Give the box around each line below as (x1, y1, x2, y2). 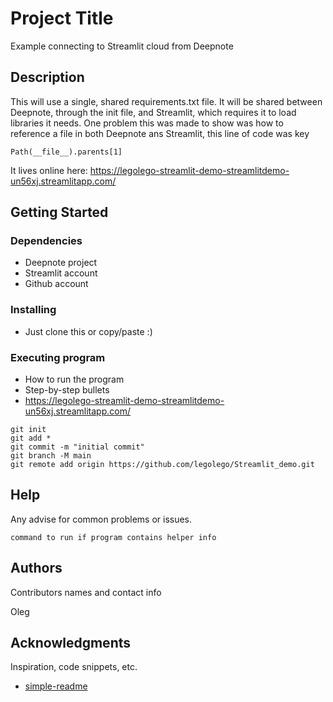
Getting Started (10, 204, 109, 221)
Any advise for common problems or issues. (10, 513, 193, 525)
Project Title (10, 7, 114, 30)
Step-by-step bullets (24, 384, 110, 396)
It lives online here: (10, 164, 88, 176)
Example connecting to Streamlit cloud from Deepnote (10, 40, 234, 52)
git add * (10, 433, 52, 444)
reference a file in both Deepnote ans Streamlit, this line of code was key (10, 127, 310, 139)
